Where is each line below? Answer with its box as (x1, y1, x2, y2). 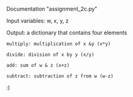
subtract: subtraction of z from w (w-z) (6, 73, 114, 79)
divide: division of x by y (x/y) (6, 52, 95, 58)
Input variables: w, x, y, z (6, 17, 69, 24)
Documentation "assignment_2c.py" (6, 6, 97, 12)
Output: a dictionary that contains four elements (6, 29, 127, 36)
